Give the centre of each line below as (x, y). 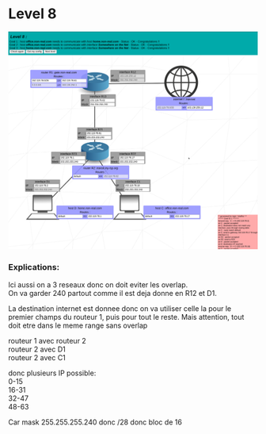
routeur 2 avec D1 (37, 349)
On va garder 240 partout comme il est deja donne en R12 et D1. (113, 293)
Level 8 (32, 14)
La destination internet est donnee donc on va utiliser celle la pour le (120, 308)
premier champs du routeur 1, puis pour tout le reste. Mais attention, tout (126, 317)
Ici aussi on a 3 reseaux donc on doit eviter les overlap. (98, 284)
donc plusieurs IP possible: (52, 373)
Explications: (34, 267)
